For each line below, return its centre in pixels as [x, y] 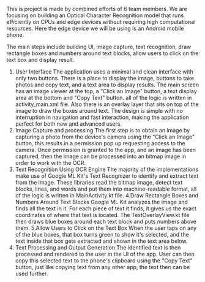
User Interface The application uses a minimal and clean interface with [104, 72]
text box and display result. [40, 60]
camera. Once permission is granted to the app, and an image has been [106, 150]
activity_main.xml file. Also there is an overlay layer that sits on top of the [107, 104]
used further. [32, 273]
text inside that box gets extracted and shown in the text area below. [101, 241]
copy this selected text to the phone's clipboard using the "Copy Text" [104, 261]
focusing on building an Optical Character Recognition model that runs [95, 15]
